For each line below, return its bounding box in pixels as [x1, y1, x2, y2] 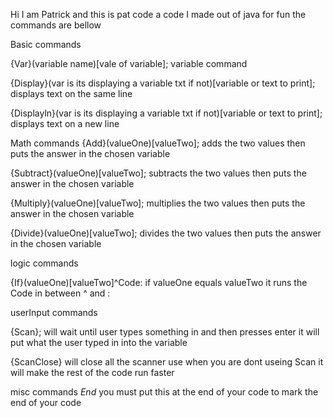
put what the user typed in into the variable [10, 337, 188, 348]
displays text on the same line [10, 88, 133, 99]
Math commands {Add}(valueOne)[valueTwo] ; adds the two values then [10, 137, 306, 149]
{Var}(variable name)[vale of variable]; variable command [10, 58, 248, 69]
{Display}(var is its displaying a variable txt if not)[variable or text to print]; [10, 77, 316, 89]
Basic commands [10, 39, 82, 50]
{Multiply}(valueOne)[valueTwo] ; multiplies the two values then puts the [10, 197, 306, 209]
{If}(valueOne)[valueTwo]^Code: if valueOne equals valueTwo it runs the [10, 277, 308, 288]
